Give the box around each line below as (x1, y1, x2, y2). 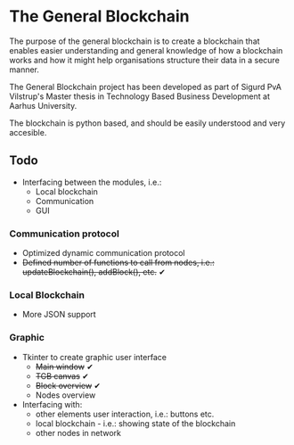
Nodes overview (35, 390, 96, 400)
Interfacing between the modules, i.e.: (21, 177, 162, 187)
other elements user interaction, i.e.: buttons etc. (35, 408, 215, 419)
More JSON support (21, 309, 96, 320)
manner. (9, 64, 40, 75)
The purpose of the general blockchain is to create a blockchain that (9, 36, 260, 46)
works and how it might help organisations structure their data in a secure (9, 54, 281, 65)
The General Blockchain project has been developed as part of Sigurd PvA (9, 81, 282, 92)
